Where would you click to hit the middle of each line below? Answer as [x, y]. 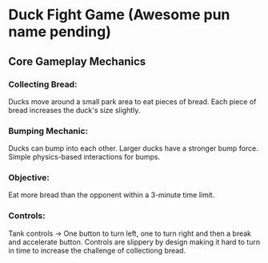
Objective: [29, 178]
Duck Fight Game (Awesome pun [119, 15]
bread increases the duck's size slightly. [74, 110]
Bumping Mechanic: [48, 131]
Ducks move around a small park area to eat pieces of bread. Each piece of [132, 101]
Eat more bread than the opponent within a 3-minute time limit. [112, 195]
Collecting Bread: [43, 84]
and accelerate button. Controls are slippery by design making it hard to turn [134, 241]
